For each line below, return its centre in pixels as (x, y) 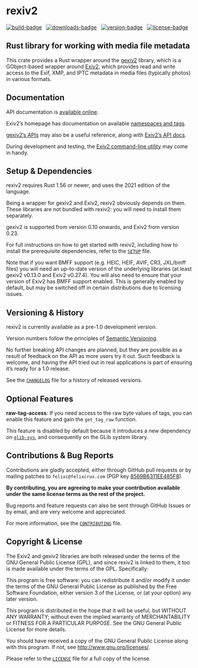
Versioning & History (45, 313)
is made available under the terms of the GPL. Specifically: (77, 569)
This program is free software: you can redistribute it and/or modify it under (98, 580)
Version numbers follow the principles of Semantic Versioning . (82, 338)
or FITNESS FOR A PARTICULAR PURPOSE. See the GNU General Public (94, 623)
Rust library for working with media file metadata (98, 46)
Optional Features (40, 398)
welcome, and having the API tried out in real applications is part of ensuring (99, 363)
